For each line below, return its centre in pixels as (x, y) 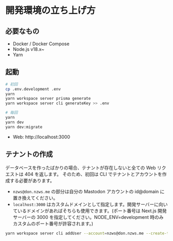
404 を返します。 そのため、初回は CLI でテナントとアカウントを (93, 174)
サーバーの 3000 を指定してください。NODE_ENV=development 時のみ (88, 217)
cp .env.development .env (33, 89)
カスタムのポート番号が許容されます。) (53, 224)
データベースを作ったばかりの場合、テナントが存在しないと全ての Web (81, 168)
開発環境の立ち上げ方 (51, 11)
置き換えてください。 (35, 198)
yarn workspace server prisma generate (48, 99)
